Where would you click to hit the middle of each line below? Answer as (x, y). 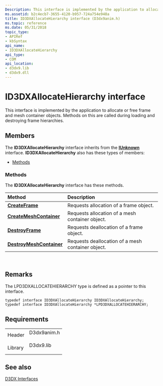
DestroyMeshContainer (35, 244)
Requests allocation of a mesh (102, 213)
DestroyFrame (24, 230)
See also (18, 367)
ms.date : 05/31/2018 (26, 28)
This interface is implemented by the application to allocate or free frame (78, 110)
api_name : (15, 46)
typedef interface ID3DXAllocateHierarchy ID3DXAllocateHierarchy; (75, 300)
